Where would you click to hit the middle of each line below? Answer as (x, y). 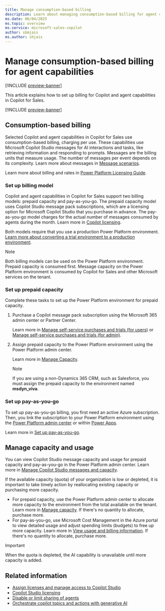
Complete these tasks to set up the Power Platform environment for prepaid (82, 300)
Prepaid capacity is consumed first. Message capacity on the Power (74, 266)
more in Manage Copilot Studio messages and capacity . (62, 470)
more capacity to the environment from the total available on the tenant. (85, 505)
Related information (36, 576)
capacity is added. (24, 560)
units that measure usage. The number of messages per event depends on (81, 158)
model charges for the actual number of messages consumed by (93, 217)
